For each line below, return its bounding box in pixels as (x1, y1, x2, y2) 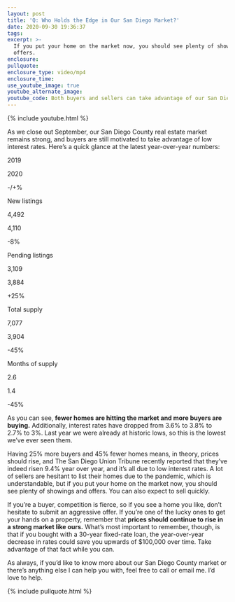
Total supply (7, 305, 43, 314)
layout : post (7, 10, 45, 17)
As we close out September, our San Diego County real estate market (7, 127, 208, 136)
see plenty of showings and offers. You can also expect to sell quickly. (7, 487, 210, 495)
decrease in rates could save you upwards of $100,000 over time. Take (7, 538, 212, 546)
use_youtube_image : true (7, 82, 80, 89)
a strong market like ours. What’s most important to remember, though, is (7, 523, 220, 531)
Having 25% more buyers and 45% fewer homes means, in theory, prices (7, 449, 219, 458)
